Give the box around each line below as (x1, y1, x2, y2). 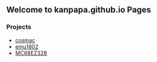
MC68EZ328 (15, 49, 47, 57)
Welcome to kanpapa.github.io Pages (6, 5, 152, 15)
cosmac (15, 36, 35, 44)
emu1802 (15, 43, 39, 50)
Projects (6, 23, 32, 31)
